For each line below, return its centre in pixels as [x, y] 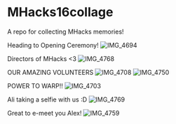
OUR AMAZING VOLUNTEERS [50, 72]
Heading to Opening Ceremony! [53, 45]
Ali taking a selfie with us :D [47, 99]
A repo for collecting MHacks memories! [66, 32]
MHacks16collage [60, 12]
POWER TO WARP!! [35, 85]
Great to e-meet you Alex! [45, 113]
